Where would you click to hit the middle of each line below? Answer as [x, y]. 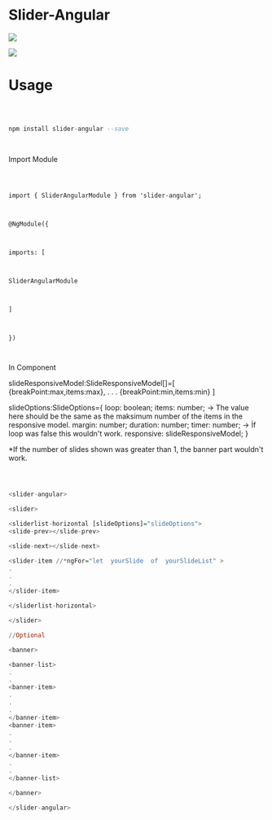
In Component [33, 367]
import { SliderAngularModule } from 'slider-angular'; [105, 195]
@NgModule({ [29, 224]
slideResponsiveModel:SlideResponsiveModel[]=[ [92, 383]
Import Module [33, 159]
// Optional [27, 635]
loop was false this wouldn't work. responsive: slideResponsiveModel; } [128, 433]
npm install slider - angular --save [69, 129]
